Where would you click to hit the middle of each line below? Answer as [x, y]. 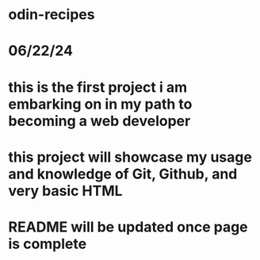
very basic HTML [65, 191]
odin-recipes [52, 15]
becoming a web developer [99, 121]
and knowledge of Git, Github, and [123, 174]
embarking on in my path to [100, 104]
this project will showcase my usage [130, 157]
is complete [48, 244]
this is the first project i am [98, 87]
